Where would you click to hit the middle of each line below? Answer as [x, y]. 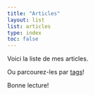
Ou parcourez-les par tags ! [46, 72]
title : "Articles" [34, 13]
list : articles [29, 26]
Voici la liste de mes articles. [48, 59]
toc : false [23, 39]
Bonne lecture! [28, 85]
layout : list [26, 20]
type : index [24, 33]
